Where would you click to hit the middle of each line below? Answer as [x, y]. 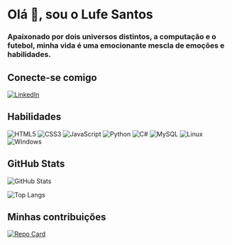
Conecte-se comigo [52, 77]
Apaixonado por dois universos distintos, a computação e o [112, 37]
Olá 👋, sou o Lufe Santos [81, 15]
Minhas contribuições [57, 217]
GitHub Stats [36, 164]
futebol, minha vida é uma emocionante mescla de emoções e [116, 45]
